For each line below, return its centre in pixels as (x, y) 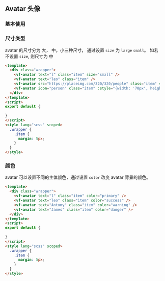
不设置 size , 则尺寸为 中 (29, 56)
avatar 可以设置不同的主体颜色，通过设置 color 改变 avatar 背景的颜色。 (78, 177)
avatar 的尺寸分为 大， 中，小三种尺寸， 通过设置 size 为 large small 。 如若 (82, 50)
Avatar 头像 (23, 9)
